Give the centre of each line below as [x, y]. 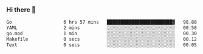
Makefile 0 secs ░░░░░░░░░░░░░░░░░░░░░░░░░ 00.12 [102, 39]
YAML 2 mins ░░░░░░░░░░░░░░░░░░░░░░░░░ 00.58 [102, 28]
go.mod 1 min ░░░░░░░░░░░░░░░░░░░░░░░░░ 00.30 [102, 34]
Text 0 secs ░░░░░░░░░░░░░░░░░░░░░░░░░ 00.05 [102, 45]
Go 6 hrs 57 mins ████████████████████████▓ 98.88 [102, 22]
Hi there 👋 [21, 10]
